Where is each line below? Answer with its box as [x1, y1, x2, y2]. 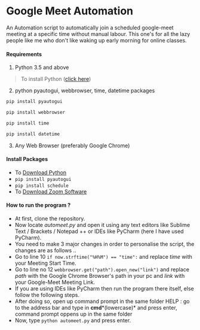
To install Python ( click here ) [20, 75, 91, 83]
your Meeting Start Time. [14, 259, 76, 267]
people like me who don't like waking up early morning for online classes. [6, 37, 187, 44]
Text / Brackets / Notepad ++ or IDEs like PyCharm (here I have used [14, 228, 184, 235]
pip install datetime [6, 131, 60, 137]
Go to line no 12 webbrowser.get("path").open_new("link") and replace [14, 266, 190, 273]
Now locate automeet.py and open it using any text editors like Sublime [14, 222, 190, 229]
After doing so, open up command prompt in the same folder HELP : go [14, 298, 190, 305]
